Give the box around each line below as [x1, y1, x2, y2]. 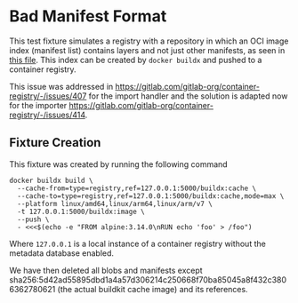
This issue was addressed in [9, 81, 114, 92]
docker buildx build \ [9, 176, 93, 185]
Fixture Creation [9, 135, 101, 150]
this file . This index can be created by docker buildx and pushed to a [9, 54, 262, 65]
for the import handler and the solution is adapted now [88, 91, 288, 101]
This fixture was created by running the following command [9, 158, 229, 170]
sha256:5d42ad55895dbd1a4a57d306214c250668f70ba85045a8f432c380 [9, 274, 287, 285]
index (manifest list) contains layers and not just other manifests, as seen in [9, 44, 286, 55]
